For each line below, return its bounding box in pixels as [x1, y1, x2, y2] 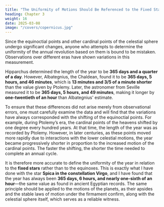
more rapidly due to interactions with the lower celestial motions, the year [5, 135, 153, 141]
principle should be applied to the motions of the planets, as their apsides [5, 186, 153, 192]
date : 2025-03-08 [5, 20, 41, 26]
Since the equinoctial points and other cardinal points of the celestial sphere [5, 38, 158, 44]
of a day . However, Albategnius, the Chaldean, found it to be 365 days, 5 [5, 74, 152, 80]
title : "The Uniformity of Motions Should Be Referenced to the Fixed [5, 7, 152, 12]
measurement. [5, 59, 34, 65]
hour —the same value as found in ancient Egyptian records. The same [5, 181, 147, 187]
